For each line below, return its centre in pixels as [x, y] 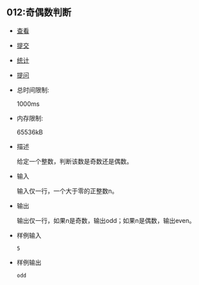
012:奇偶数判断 [39, 13]
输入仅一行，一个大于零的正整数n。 [67, 191]
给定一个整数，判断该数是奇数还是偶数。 [74, 161]
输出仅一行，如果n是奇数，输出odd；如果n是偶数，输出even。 [106, 220]
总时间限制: [33, 90]
